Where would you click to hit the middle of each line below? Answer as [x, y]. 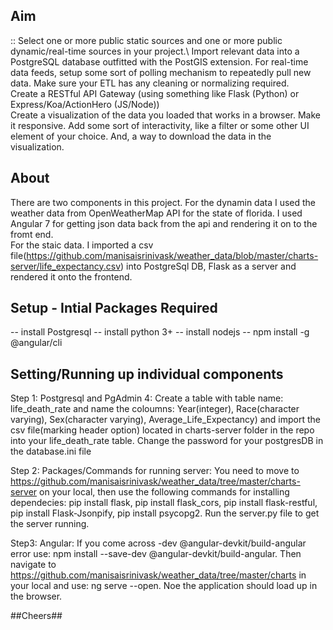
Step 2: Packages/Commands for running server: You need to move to [155, 471]
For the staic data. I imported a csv [82, 245]
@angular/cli [36, 343]
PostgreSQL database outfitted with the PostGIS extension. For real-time [159, 61]
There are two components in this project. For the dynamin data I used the [163, 202]
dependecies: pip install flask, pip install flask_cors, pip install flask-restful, [164, 503]
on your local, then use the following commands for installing [164, 492]
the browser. [36, 596]
